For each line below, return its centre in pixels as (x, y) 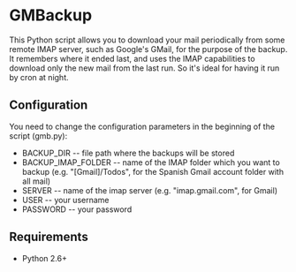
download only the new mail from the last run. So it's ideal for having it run (144, 68)
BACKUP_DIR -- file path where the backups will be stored (128, 153)
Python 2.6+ (45, 258)
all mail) (36, 181)
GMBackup (51, 15)
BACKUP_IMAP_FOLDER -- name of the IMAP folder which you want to (151, 162)
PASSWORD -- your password (77, 209)
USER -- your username (65, 200)
